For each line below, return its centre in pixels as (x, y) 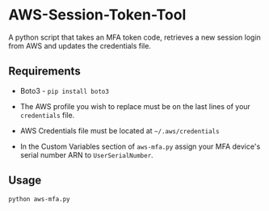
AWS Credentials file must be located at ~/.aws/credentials (120, 130)
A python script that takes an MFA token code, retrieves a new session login (134, 37)
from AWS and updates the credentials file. (80, 45)
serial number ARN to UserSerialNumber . (86, 154)
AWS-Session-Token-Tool (97, 15)
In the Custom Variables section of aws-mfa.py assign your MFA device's (140, 146)
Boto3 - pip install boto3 (64, 91)
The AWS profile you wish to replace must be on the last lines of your (135, 106)
